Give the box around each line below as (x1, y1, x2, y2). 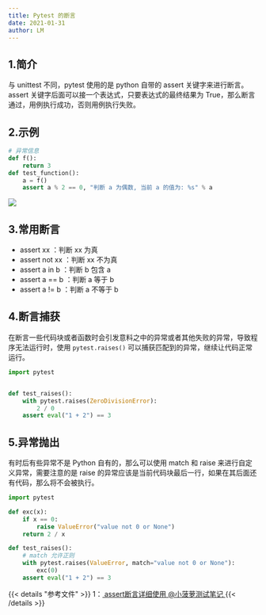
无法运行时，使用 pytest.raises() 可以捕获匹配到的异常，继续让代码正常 (14, 342, 253, 352)
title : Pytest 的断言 (8, 11, 76, 20)
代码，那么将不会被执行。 (14, 478, 99, 487)
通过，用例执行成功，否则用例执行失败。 (8, 100, 140, 109)
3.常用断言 (8, 223, 61, 236)
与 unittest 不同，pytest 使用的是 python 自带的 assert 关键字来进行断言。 (8, 80, 249, 90)
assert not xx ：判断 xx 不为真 (19, 255, 118, 265)
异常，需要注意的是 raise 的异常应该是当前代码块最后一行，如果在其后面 (14, 468, 250, 478)
